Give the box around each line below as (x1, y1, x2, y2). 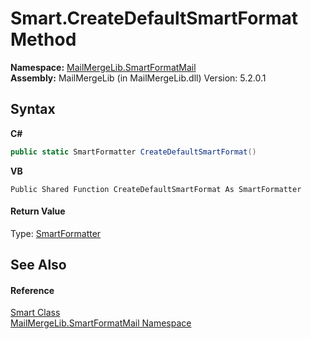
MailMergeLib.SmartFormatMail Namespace (10, 317, 192, 329)
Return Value (10, 205, 66, 217)
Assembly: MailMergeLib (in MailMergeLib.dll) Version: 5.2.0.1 (10, 72, 267, 84)
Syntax (10, 101, 56, 118)
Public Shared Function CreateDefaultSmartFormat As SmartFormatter (10, 184, 302, 194)
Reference (10, 284, 55, 296)
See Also (10, 257, 67, 274)
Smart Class (10, 307, 61, 319)
